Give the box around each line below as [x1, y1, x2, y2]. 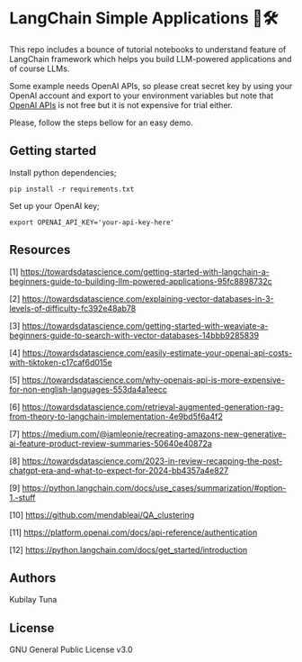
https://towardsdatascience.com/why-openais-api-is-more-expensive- [22, 374, 285, 385]
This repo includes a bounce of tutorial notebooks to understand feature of [9, 43, 287, 55]
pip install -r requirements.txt [9, 185, 135, 194]
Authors [9, 570, 57, 585]
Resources [9, 242, 71, 258]
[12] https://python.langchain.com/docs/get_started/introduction [9, 544, 248, 555]
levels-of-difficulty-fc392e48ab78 [9, 303, 137, 313]
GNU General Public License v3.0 [9, 644, 133, 655]
